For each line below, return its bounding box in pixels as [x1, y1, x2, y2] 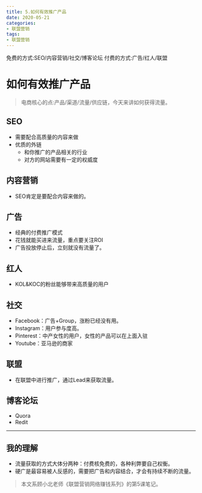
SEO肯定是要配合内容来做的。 [14, 192, 89, 200]
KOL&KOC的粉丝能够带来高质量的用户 [14, 281, 109, 288]
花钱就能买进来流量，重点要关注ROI [14, 237, 103, 244]
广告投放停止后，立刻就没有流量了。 [14, 244, 105, 251]
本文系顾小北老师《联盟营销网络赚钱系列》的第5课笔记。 [20, 480, 162, 488]
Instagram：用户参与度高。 [14, 325, 82, 332]
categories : [6, 20, 36, 26]
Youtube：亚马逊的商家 [14, 340, 73, 347]
